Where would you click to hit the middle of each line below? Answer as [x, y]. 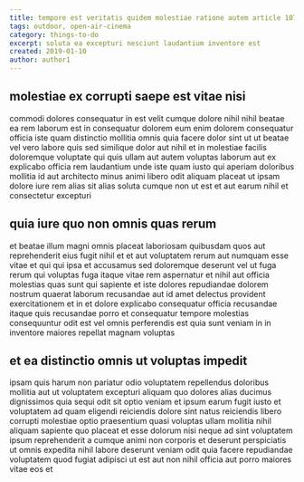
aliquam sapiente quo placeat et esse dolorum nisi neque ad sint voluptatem [151, 430]
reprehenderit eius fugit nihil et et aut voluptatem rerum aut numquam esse [149, 255]
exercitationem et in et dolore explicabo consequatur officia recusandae [143, 304]
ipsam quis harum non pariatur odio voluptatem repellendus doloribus [139, 382]
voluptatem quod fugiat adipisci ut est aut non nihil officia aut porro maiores [151, 459]
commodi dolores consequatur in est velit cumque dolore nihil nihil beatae [147, 118]
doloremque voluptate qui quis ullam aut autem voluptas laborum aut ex [143, 157]
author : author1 [40, 60]
